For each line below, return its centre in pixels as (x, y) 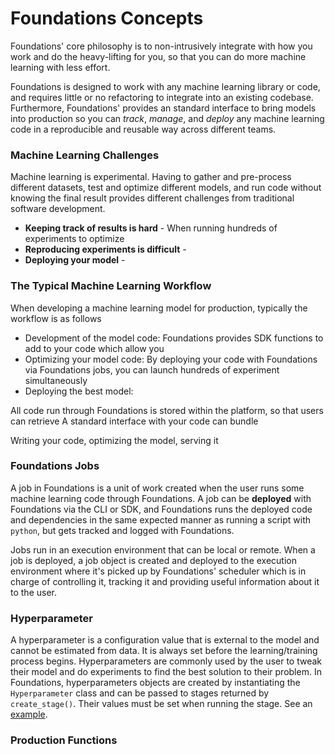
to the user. (33, 592)
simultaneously (56, 380)
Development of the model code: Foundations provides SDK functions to (174, 338)
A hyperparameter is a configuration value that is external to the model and (165, 640)
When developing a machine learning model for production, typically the (159, 308)
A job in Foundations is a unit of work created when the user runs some (157, 488)
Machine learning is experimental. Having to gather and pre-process (151, 177)
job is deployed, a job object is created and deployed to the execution (154, 560)
